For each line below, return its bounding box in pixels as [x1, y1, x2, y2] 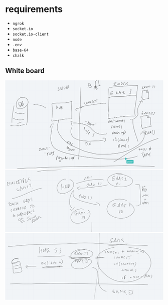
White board [5, 67, 45, 75]
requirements [5, 4, 63, 15]
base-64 [12, 48, 29, 53]
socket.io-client [12, 32, 49, 37]
